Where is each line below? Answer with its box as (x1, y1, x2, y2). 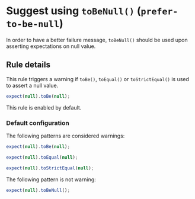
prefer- (140, 6, 178, 17)
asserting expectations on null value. (6, 43, 96, 50)
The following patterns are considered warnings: (6, 132, 125, 139)
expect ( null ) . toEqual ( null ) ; (6, 154, 78, 161)
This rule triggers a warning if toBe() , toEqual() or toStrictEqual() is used (6, 75, 190, 82)
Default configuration (6, 118, 69, 127)
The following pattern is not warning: (6, 176, 96, 183)
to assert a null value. (6, 82, 59, 89)
